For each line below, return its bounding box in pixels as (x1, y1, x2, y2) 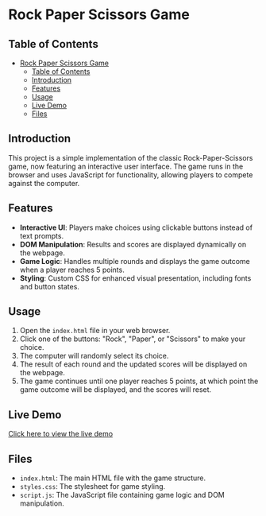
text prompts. (19, 231, 64, 240)
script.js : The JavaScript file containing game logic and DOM (19, 491, 225, 500)
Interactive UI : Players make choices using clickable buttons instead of (19, 223, 253, 232)
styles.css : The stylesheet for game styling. (19, 482, 166, 491)
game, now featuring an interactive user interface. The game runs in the (8, 161, 244, 171)
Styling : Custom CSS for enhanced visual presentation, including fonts (19, 273, 252, 283)
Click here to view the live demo (8, 429, 114, 439)
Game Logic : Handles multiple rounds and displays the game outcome (19, 256, 250, 266)
